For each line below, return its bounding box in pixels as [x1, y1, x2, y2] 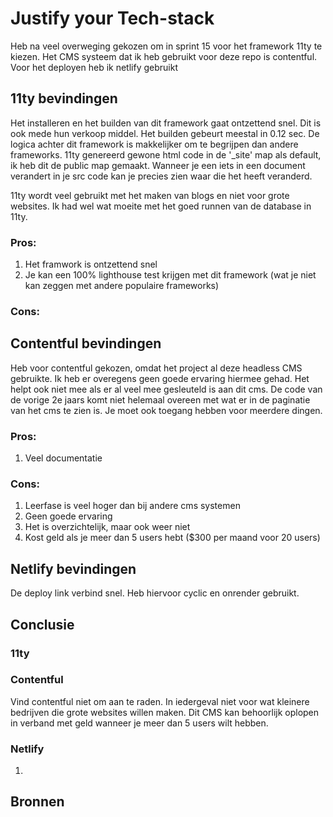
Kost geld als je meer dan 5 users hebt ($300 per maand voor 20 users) [24, 532, 321, 544]
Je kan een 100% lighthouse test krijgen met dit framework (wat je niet [24, 269, 317, 281]
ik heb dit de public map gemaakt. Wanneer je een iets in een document [10, 159, 306, 171]
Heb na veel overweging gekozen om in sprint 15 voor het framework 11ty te [10, 40, 323, 52]
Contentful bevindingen [10, 335, 162, 352]
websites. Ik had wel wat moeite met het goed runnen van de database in [10, 200, 312, 212]
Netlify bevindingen [10, 560, 137, 577]
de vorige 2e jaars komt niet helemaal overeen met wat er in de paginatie [10, 393, 311, 406]
